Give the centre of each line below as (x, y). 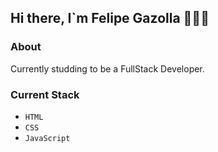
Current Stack (45, 94)
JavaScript (47, 138)
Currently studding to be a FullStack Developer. (107, 68)
